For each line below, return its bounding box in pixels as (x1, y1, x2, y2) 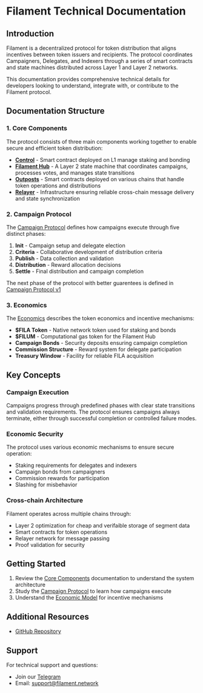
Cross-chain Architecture (6, 496, 84, 504)
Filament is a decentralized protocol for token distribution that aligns (6, 44, 177, 52)
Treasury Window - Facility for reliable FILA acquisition (15, 352, 154, 360)
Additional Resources (6, 611, 89, 622)
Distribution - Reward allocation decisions (15, 261, 121, 268)
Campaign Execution (6, 388, 69, 397)
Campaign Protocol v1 (6, 286, 61, 293)
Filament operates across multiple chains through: (6, 510, 131, 517)
